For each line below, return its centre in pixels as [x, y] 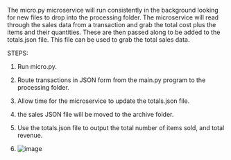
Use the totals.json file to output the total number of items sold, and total [121, 128]
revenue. [30, 135]
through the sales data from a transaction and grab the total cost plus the [112, 25]
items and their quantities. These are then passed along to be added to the [114, 32]
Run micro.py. [37, 66]
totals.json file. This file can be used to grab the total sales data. [99, 40]
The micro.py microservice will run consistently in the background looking [113, 10]
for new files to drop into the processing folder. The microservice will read [113, 17]
